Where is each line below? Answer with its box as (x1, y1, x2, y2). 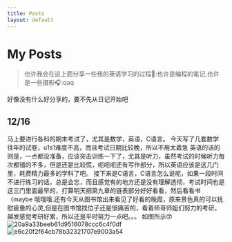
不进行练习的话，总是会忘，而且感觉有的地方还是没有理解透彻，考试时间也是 (7, 178, 225, 186)
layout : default (7, 17, 54, 23)
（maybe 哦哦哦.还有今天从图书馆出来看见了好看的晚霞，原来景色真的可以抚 (7, 195, 224, 203)
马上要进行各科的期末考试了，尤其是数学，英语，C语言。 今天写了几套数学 (7, 135, 220, 143)
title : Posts (7, 10, 45, 17)
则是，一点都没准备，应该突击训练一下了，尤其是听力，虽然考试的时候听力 (7, 152, 219, 161)
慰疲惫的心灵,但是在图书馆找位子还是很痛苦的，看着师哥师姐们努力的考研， (7, 204, 221, 212)
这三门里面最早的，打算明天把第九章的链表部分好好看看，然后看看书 (7, 187, 201, 195)
